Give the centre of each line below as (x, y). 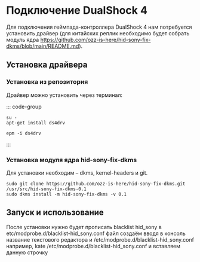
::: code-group (24, 106)
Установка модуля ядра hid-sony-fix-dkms (72, 160)
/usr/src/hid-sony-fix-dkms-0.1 (46, 189)
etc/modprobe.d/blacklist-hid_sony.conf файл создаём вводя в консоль (96, 233)
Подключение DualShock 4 (77, 10)
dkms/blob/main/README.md (43, 46)
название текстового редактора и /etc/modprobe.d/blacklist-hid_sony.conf (100, 239)
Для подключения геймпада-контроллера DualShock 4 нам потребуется (99, 27)
